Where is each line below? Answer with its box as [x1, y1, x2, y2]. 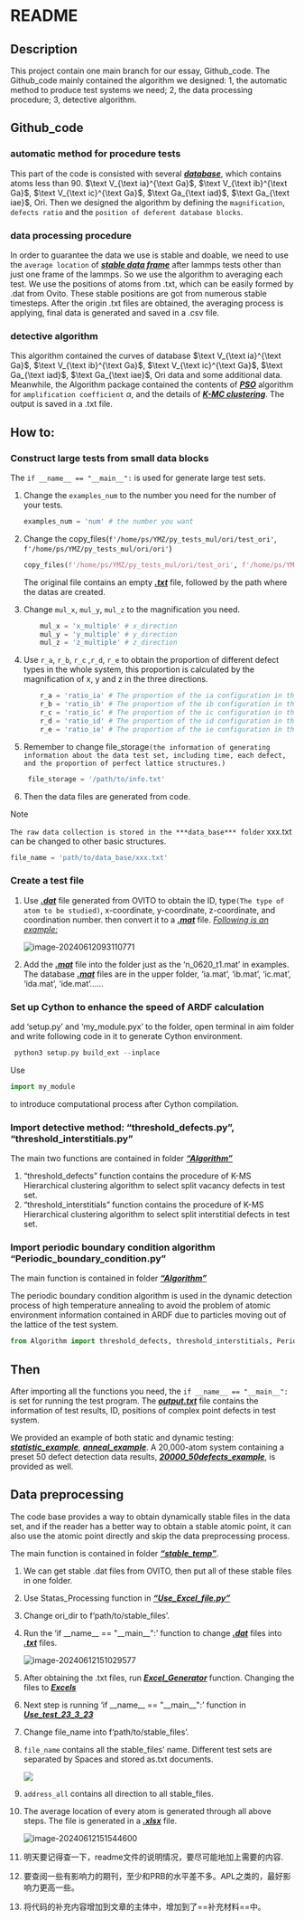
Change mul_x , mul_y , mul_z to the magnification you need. [23, 603, 241, 615]
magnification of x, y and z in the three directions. [23, 674, 208, 685]
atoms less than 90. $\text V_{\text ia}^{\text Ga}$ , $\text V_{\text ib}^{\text [10, 177, 288, 188]
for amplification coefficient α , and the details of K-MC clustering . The [10, 389, 285, 400]
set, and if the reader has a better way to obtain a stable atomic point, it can [10, 1520, 291, 1531]
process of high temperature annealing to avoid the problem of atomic [10, 1300, 272, 1311]
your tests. [23, 499, 64, 510]
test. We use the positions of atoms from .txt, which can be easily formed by [10, 278, 294, 289]
